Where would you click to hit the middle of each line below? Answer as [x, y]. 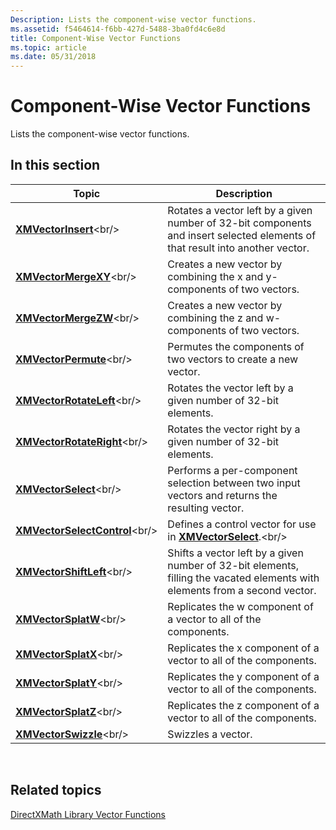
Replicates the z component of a [243, 705]
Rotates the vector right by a [234, 429]
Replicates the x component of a [243, 648]
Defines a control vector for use [242, 524]
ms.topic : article [48, 47]
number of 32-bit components [239, 223]
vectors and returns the [222, 495]
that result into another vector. [238, 248]
